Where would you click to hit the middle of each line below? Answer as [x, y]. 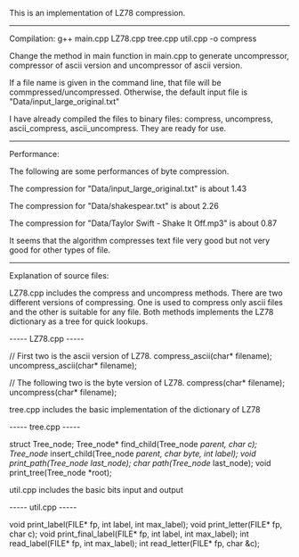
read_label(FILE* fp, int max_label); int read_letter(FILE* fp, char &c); [135, 543]
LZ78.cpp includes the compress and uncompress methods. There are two [146, 293]
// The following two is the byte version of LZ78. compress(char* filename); [147, 382]
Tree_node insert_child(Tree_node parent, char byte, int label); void [133, 453]
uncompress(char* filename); [63, 392]
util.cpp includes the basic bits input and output [97, 490]
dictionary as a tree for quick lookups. [79, 321]
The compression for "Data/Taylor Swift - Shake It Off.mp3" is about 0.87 [143, 223]
